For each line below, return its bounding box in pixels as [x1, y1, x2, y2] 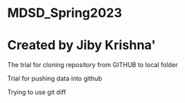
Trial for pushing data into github [7, 74, 102, 83]
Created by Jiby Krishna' [7, 37, 156, 54]
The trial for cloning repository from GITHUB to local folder [7, 61, 179, 69]
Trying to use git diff [7, 88, 66, 97]
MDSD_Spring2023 [7, 5, 122, 21]
